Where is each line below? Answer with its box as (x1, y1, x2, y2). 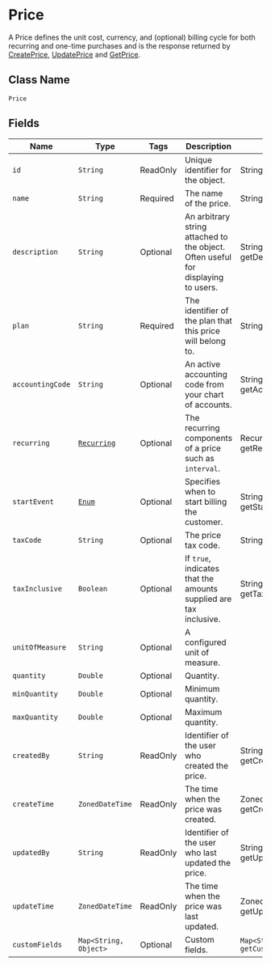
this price (184, 325, 220, 337)
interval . (184, 463, 220, 474)
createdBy (12, 751, 50, 760)
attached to (184, 231, 228, 242)
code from (184, 379, 224, 390)
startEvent (12, 497, 54, 506)
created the (184, 760, 228, 771)
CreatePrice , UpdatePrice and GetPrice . (8, 49, 141, 59)
